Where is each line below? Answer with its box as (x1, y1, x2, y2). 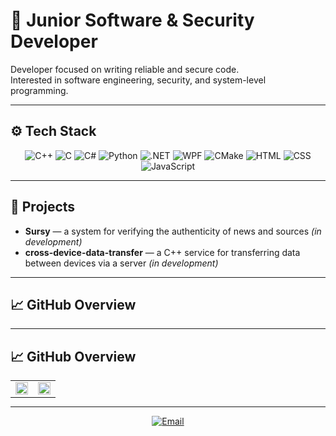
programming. (10, 84, 69, 96)
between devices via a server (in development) (24, 257, 219, 269)
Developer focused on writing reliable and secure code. (10, 63, 240, 75)
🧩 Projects (10, 199, 76, 216)
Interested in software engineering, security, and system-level (10, 74, 267, 86)
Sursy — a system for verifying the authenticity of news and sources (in (24, 225, 322, 237)
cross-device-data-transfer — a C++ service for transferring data (24, 246, 301, 258)
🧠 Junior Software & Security (10, 9, 255, 32)
